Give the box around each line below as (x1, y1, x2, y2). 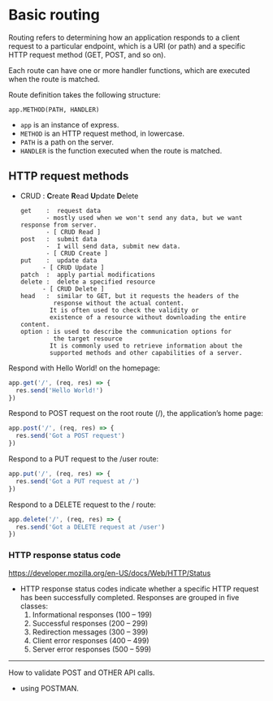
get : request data (19, 206, 102, 214)
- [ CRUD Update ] (41, 263, 105, 271)
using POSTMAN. (19, 683, 80, 693)
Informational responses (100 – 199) (32, 609, 153, 619)
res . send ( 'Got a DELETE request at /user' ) (15, 522, 165, 531)
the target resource (53, 335, 123, 343)
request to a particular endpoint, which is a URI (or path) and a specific (8, 41, 246, 50)
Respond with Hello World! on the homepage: (8, 363, 161, 373)
